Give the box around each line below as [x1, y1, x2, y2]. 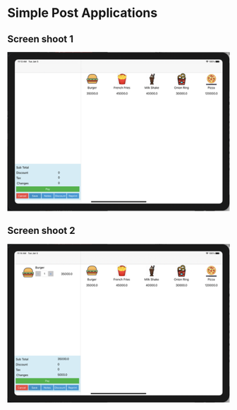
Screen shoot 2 [7, 225, 75, 237]
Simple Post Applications [7, 5, 158, 21]
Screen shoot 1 [7, 33, 74, 45]
